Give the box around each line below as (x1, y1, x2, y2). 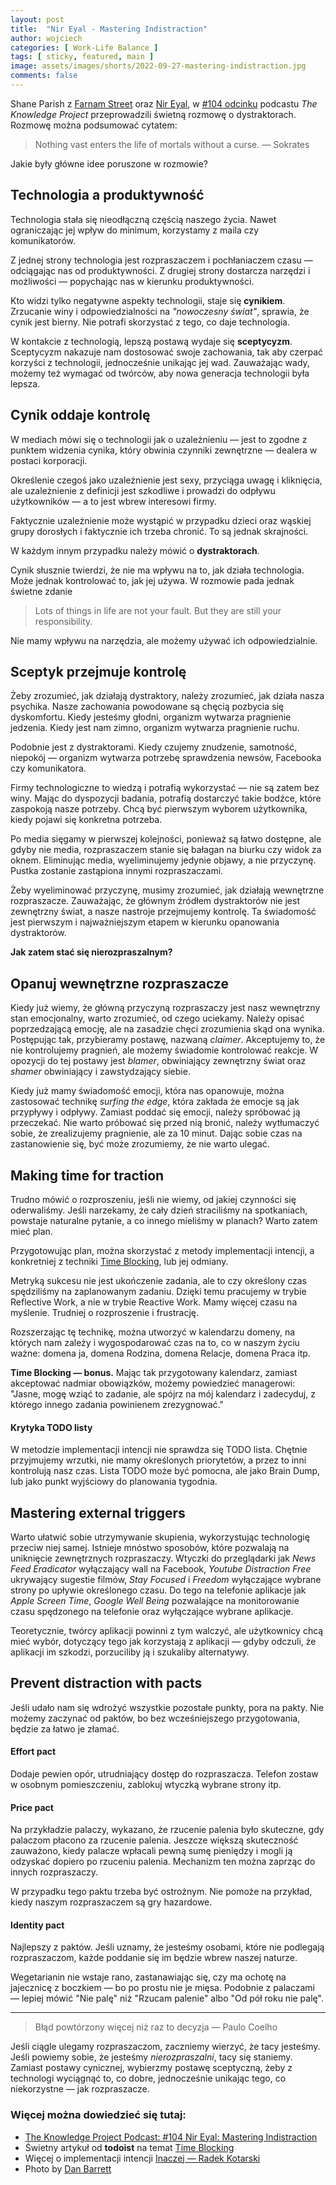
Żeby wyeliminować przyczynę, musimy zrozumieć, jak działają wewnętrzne (10, 884, 325, 896)
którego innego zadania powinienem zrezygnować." (10, 1398, 224, 1410)
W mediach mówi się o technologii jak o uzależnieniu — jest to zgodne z (10, 433, 308, 445)
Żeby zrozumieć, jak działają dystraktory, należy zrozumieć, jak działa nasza (10, 690, 325, 702)
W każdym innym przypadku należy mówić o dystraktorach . (10, 544, 260, 556)
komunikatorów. (10, 234, 76, 246)
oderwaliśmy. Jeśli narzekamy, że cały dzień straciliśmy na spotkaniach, (10, 1204, 308, 1216)
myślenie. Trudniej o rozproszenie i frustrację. (10, 1306, 200, 1318)
